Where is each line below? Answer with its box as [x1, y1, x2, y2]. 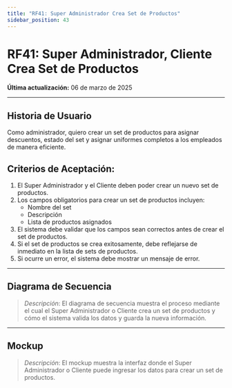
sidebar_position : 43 [7, 17, 70, 23]
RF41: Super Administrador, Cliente [7, 46, 213, 62]
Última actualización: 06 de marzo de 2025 [7, 83, 133, 92]
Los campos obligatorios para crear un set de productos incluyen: [17, 196, 205, 204]
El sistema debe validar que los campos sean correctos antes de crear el [17, 225, 224, 234]
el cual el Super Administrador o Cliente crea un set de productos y [23, 306, 215, 314]
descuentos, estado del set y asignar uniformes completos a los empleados [7, 136, 222, 144]
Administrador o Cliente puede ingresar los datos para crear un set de [23, 366, 223, 374]
